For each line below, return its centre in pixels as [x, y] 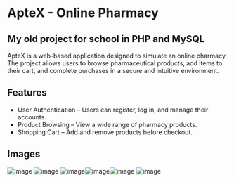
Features [27, 93]
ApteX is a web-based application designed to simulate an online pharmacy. [117, 56]
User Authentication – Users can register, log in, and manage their [113, 110]
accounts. [32, 117]
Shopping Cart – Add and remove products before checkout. [105, 132]
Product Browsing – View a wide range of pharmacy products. [107, 124]
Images [24, 154]
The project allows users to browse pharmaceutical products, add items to [115, 63]
